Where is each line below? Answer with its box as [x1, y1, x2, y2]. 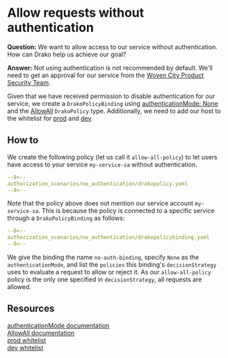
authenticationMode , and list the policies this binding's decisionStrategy [7, 260, 217, 269]
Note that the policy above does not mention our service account [7, 199, 193, 208]
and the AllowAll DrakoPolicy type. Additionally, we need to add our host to [7, 107, 221, 115]
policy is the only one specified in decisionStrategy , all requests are [7, 275, 202, 283]
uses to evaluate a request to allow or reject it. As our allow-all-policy [7, 268, 211, 276]
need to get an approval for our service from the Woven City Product [7, 71, 204, 79]
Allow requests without [7, 5, 145, 21]
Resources [7, 303, 55, 315]
